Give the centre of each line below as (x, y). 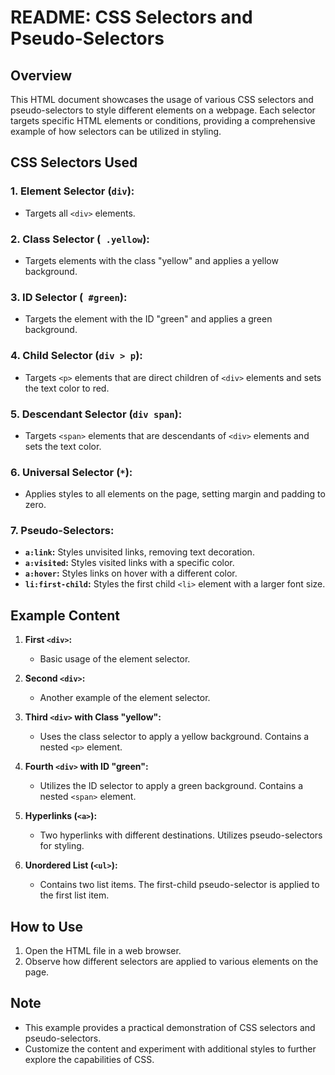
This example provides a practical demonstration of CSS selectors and (170, 1027)
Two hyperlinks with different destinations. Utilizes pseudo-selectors (181, 835)
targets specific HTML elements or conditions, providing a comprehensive (163, 120)
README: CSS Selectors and (131, 17)
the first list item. (74, 895)
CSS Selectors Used (74, 162)
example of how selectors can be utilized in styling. (116, 131)
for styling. (62, 846)
